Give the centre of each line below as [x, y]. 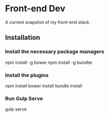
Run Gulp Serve [24, 98]
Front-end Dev [35, 9]
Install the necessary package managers [55, 52]
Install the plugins [27, 75]
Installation [23, 38]
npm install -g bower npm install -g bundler [49, 62]
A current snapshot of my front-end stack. [48, 22]
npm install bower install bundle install [44, 86]
